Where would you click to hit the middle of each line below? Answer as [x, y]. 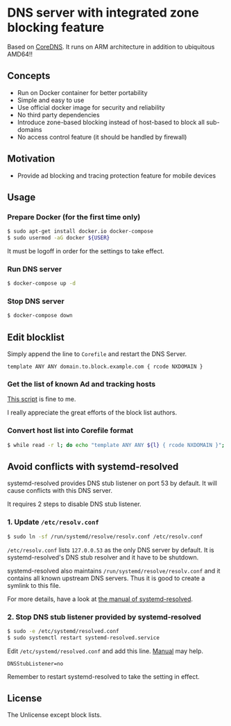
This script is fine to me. [42, 399]
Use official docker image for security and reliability [91, 107]
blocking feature [56, 27]
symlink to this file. [34, 585]
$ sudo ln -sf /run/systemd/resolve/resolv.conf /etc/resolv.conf [105, 537]
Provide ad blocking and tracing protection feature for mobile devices [117, 176]
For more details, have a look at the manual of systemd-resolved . [100, 599]
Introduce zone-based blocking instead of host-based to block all [111, 122]
